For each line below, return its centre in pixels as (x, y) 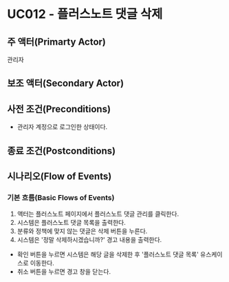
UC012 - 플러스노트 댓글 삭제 (85, 14)
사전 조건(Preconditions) (59, 109)
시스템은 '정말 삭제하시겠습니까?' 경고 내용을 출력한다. (89, 240)
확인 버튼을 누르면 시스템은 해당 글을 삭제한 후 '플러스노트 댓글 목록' (108, 254)
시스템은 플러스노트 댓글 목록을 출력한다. (71, 223)
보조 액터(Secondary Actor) (66, 83)
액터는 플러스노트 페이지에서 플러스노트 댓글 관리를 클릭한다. (98, 214)
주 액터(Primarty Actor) (57, 42)
